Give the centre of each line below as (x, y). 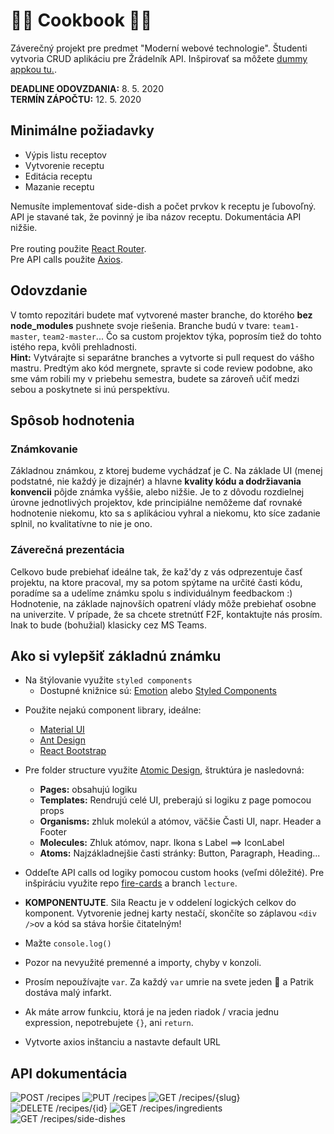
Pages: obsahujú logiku (88, 790)
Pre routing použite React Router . (78, 248)
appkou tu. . (33, 69)
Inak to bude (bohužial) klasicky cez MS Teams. (109, 625)
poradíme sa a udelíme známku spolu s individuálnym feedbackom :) (151, 593)
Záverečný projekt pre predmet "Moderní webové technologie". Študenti (159, 48)
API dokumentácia (69, 1073)
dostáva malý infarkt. (68, 993)
